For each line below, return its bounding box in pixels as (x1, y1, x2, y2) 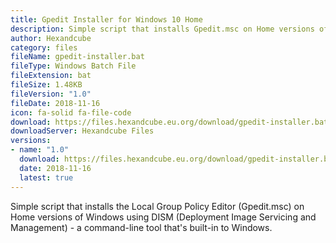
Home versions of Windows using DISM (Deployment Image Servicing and (10, 211, 317, 223)
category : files (10, 42, 78, 53)
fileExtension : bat (10, 71, 92, 81)
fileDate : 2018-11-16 (10, 98, 101, 108)
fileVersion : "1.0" (10, 89, 92, 99)
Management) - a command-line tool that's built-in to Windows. (10, 221, 273, 233)
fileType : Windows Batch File (10, 61, 137, 71)
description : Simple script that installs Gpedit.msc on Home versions (10, 24, 315, 34)
